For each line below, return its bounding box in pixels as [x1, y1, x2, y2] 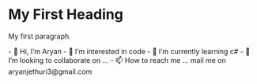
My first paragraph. [8, 31, 71, 41]
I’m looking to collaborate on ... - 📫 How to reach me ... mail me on [8, 55, 227, 64]
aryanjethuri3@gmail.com [8, 67, 93, 76]
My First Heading [8, 5, 124, 24]
